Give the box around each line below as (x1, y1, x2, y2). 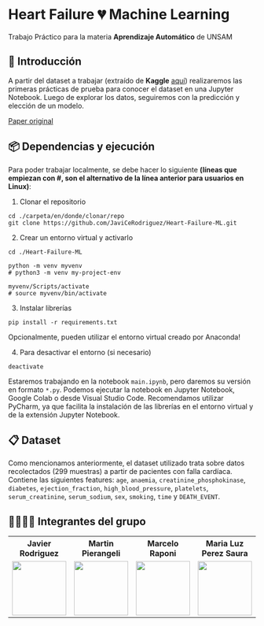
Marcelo (147, 538, 179, 549)
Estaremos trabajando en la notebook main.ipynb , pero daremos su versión (8, 376, 251, 386)
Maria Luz (205, 538, 244, 549)
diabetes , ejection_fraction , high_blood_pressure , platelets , (8, 483, 209, 493)
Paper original (8, 116, 53, 125)
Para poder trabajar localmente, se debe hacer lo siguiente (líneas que (8, 165, 237, 174)
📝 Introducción (8, 55, 82, 69)
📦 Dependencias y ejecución (8, 140, 156, 154)
